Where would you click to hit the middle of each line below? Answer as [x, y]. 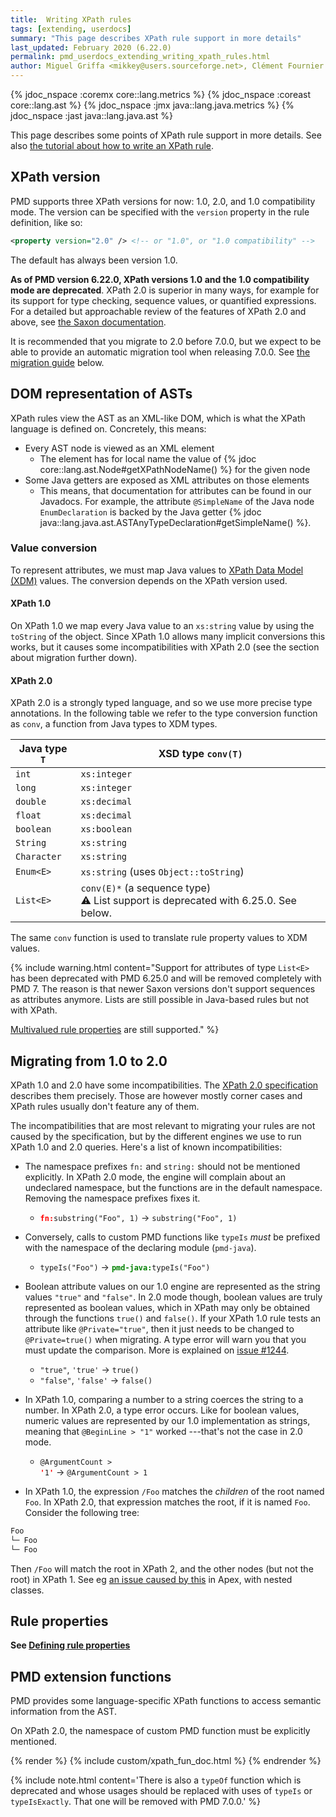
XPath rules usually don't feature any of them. [105, 1107]
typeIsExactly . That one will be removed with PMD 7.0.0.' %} [136, 1802]
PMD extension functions [91, 1676]
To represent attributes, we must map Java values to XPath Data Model [157, 570]
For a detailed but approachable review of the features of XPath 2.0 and [158, 311]
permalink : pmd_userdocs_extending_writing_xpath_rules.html [140, 57]
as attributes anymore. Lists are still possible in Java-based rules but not [160, 1000]
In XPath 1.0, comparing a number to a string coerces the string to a [164, 1400]
